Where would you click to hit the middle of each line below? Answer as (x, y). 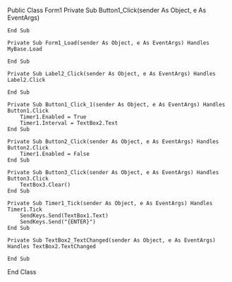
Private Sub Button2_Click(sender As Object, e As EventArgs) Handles (113, 142)
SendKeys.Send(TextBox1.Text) (65, 216)
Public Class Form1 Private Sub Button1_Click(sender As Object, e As (107, 10)
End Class (22, 272)
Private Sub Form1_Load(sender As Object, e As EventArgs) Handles (109, 43)
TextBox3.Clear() (45, 185)
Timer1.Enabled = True (53, 117)
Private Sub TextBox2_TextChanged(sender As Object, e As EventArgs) (112, 240)
